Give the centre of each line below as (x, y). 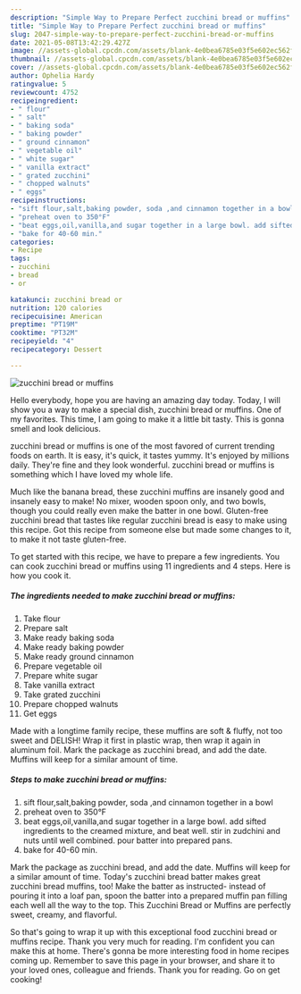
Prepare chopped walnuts (71, 703)
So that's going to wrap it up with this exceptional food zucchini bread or (144, 931)
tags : (20, 259)
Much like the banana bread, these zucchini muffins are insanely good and (147, 492)
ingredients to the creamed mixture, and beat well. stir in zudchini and (151, 830)
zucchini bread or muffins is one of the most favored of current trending (142, 446)
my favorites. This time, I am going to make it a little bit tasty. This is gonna (147, 419)
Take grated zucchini (62, 695)
